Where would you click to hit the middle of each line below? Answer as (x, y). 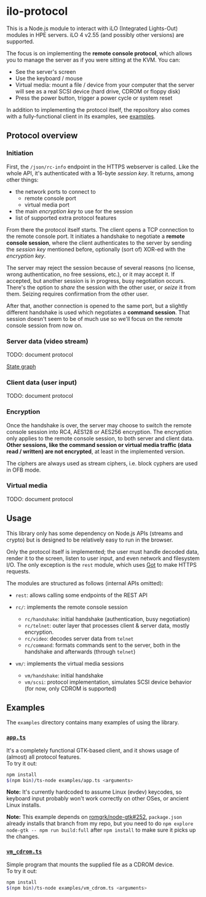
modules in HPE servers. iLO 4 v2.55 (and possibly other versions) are (95, 34)
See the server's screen (46, 71)
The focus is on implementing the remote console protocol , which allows (99, 53)
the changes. (23, 837)
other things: (22, 180)
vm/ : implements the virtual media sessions (69, 663)
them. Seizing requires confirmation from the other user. (77, 294)
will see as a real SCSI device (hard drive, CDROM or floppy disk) (98, 91)
